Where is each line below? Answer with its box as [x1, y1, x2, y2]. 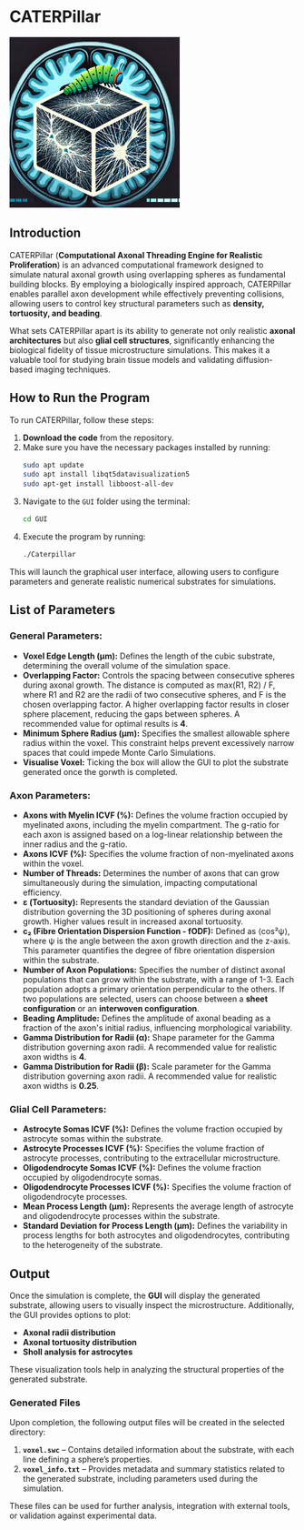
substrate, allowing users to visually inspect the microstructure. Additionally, [9, 1300, 295, 1311]
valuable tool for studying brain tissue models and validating [9, 354, 235, 365]
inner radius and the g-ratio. [22, 839, 128, 850]
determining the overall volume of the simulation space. [22, 659, 231, 670]
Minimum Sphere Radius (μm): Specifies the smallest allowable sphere [22, 728, 290, 739]
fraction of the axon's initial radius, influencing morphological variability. [22, 1022, 293, 1033]
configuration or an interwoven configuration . [22, 1002, 200, 1013]
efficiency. [22, 887, 62, 898]
